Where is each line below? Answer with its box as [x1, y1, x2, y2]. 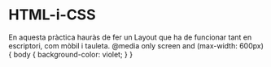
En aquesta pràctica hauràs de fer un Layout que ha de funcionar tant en [8, 32, 252, 42]
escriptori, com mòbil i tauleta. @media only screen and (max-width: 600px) [8, 40, 264, 50]
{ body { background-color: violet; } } [8, 49, 133, 59]
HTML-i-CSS [8, 6, 96, 24]
